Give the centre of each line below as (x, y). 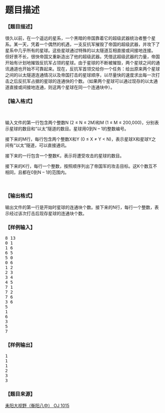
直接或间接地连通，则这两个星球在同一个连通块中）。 (62, 87)
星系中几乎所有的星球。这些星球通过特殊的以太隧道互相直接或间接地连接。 (80, 51)
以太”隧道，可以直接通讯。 (42, 145)
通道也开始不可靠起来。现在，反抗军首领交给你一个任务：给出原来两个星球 (84, 69)
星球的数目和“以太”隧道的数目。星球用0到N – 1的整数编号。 (69, 129)
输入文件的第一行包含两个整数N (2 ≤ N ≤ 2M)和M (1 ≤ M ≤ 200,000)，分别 (80, 122)
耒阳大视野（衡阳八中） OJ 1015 (37, 405)
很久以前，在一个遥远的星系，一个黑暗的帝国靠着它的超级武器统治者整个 (78, 38)
